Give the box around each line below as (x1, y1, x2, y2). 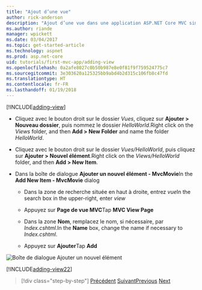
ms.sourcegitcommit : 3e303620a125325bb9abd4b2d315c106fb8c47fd (6, 70, 168, 76)
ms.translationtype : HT (6, 76, 66, 82)
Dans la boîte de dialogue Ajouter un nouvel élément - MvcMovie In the (14, 170, 194, 177)
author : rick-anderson (6, 14, 63, 20)
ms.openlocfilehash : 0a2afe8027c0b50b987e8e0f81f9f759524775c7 (6, 64, 168, 71)
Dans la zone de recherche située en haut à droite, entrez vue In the (23, 188, 191, 195)
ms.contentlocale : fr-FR (6, 82, 69, 88)
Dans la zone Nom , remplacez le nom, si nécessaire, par (23, 217, 164, 225)
